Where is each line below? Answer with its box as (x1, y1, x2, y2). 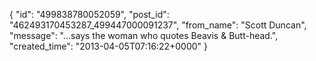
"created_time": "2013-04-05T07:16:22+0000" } (9, 40, 208, 52)
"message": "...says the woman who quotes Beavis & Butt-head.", (9, 30, 279, 41)
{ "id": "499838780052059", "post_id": (9, 9, 170, 20)
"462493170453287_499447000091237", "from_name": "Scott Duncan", (9, 19, 307, 31)
